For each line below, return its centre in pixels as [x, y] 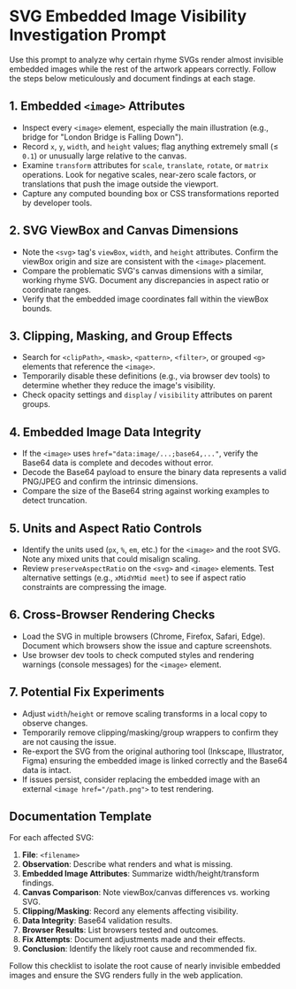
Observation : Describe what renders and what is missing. [127, 864]
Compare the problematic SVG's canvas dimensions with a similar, [142, 271]
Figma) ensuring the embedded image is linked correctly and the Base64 [155, 760]
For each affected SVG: [52, 838]
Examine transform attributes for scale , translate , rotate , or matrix [145, 165]
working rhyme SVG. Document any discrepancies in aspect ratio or [145, 280]
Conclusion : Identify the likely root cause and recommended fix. [140, 949]
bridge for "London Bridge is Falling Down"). [102, 137]
